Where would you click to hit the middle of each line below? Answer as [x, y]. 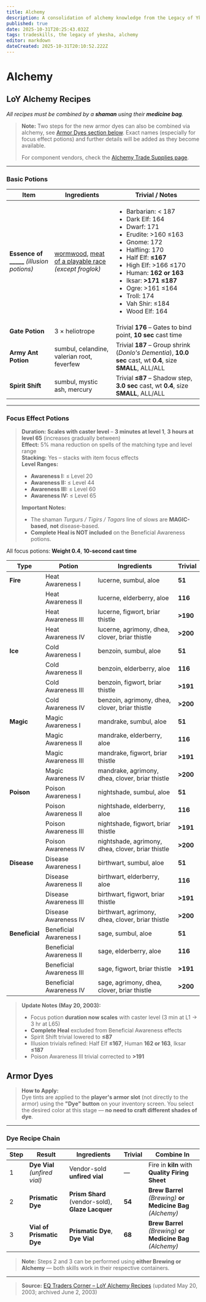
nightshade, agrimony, [130, 841]
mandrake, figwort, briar [132, 753]
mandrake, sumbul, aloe [132, 722]
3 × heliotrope [74, 331]
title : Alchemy [26, 12]
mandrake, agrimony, [128, 771]
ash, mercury [73, 389]
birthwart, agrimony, [127, 912]
